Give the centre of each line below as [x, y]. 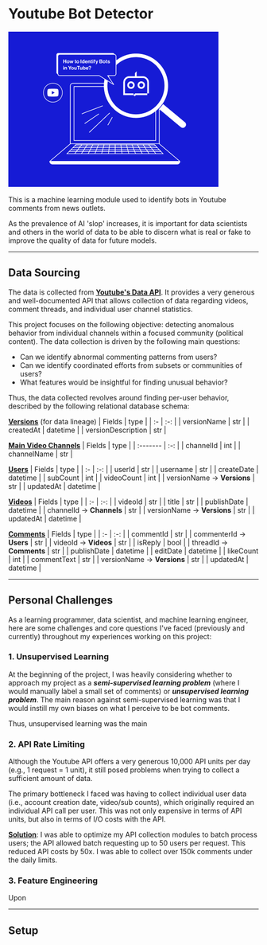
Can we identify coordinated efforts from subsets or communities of [131, 365]
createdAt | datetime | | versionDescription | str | [87, 430]
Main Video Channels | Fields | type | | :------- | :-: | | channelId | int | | [124, 445]
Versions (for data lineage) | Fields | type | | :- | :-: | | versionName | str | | [129, 421]
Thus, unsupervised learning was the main [78, 723]
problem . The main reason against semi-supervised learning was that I [124, 699]
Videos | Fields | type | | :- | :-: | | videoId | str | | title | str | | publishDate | [128, 502]
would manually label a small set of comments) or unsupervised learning [128, 691]
